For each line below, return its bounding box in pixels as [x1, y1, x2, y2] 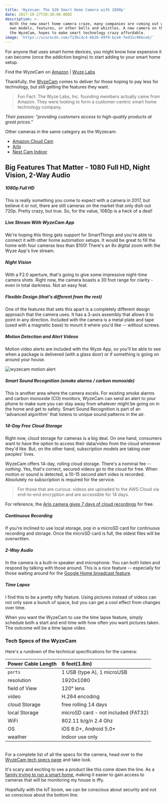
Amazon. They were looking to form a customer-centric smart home [17, 99, 157, 104]
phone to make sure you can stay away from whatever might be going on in [5, 401, 160, 407]
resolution [7, 677, 31, 684]
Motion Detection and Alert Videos [5, 333, 79, 339]
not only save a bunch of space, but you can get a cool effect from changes [5, 599, 161, 605]
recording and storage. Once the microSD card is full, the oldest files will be [5, 530, 160, 536]
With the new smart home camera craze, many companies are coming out [9, 21, 159, 26]
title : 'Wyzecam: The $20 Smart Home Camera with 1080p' [5, 7, 126, 12]
